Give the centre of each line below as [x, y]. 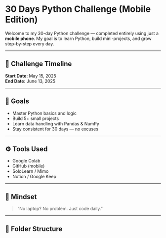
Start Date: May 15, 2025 [31, 76]
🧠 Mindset [21, 197]
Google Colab [26, 161]
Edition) [21, 20]
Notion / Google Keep [34, 177]
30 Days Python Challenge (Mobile [78, 9]
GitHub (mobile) [28, 166]
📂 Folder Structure [34, 229]
